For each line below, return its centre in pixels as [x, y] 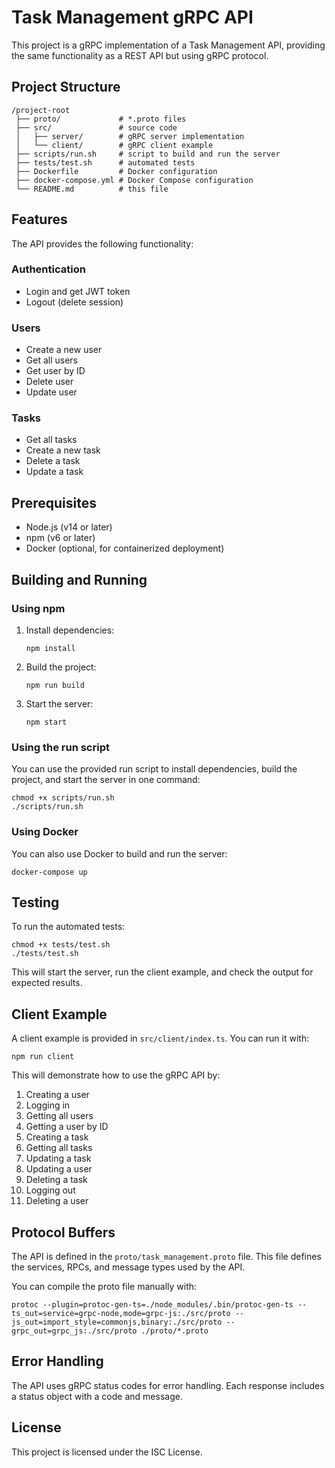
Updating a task [58, 1158]
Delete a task [53, 461]
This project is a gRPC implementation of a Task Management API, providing [168, 45]
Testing [35, 902]
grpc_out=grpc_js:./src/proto [74, 1331]
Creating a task [57, 1137]
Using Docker [45, 832]
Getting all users [59, 1116]
